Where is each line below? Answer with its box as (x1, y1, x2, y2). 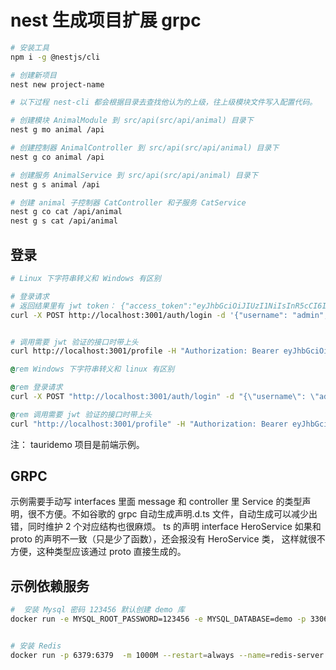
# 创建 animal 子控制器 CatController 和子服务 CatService (10, 197, 247, 208)
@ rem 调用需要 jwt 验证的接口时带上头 (10, 409, 153, 420)
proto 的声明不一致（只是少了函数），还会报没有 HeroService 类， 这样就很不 (10, 533, 326, 545)
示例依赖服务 (10, 577, 90, 595)
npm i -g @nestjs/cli (10, 52, 101, 62)
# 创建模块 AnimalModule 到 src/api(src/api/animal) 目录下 (10, 116, 254, 126)
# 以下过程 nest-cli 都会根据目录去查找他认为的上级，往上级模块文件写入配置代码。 (10, 97, 318, 108)
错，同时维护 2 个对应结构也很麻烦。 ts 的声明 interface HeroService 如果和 (10, 521, 322, 533)
